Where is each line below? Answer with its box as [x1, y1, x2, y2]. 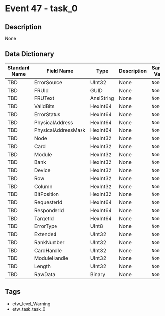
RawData [34, 271, 55, 278]
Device [34, 167, 51, 174]
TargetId [34, 215, 54, 221]
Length [34, 263, 51, 270]
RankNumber [34, 239, 65, 246]
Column [34, 183, 53, 190]
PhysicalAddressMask [34, 126, 86, 133]
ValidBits [34, 103, 55, 110]
